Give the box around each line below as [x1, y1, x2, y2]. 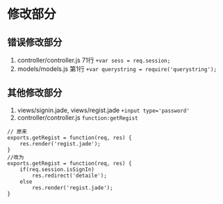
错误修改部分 [7, 36, 63, 48]
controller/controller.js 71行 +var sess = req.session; [17, 56, 171, 64]
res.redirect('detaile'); [32, 172, 108, 179]
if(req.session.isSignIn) [19, 166, 95, 173]
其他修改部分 [7, 87, 63, 99]
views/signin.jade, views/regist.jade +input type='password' [17, 106, 190, 114]
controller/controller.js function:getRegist [17, 113, 138, 122]
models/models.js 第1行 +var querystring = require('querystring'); [17, 65, 217, 73]
